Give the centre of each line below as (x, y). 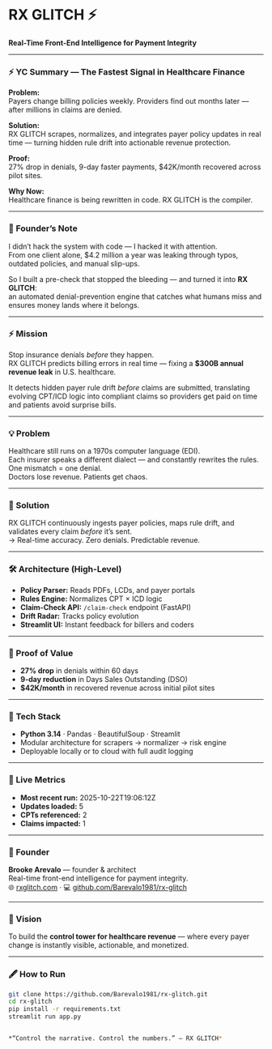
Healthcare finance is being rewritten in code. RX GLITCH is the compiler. (131, 200)
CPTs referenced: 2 (53, 815)
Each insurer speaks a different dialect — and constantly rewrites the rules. (134, 460)
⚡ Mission (28, 334)
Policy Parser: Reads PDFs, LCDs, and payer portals (108, 590)
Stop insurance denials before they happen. (81, 354)
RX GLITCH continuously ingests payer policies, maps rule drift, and (121, 523)
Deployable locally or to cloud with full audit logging (106, 751)
